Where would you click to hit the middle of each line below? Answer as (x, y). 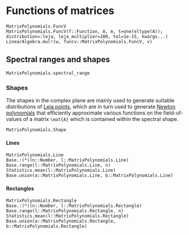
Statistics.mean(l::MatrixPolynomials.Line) (61, 171)
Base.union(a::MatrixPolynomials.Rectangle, (61, 221)
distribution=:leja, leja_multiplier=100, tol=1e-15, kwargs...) (87, 36)
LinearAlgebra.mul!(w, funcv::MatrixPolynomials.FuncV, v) (79, 42)
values (14, 119)
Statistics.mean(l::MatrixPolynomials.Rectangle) (68, 216)
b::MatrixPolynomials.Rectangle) (47, 226)
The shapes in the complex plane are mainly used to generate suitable (90, 101)
